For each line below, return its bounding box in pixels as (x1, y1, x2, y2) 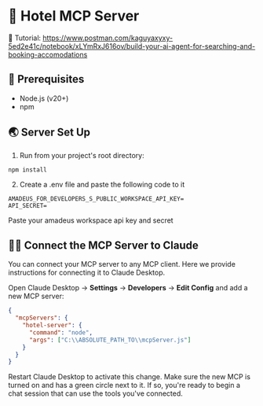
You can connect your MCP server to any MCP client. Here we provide (8, 260, 236, 269)
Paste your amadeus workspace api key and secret (8, 216, 174, 225)
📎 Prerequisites (8, 72, 85, 86)
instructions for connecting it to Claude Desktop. (8, 268, 166, 278)
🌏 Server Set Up (8, 126, 91, 139)
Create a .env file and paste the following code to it (19, 180, 185, 190)
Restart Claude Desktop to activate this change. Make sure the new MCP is (8, 372, 251, 382)
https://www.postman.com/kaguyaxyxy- (42, 33, 174, 42)
